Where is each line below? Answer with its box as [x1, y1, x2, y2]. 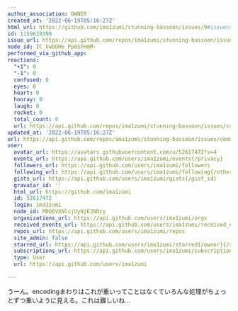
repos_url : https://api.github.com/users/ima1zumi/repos [13, 227, 186, 234]
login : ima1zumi [13, 201, 62, 209]
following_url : [13, 168, 59, 176]
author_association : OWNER [7, 10, 87, 18]
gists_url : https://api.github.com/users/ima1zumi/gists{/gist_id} [13, 175, 217, 182]
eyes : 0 [13, 83, 37, 90]
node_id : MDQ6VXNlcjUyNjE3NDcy [13, 208, 106, 215]
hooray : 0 [13, 96, 42, 103]
